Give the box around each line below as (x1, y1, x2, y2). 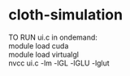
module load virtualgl (8, 49, 80, 59)
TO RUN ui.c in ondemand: (8, 32, 97, 42)
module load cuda (8, 40, 69, 50)
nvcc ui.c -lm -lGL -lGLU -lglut (8, 58, 110, 68)
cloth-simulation (8, 6, 123, 24)
